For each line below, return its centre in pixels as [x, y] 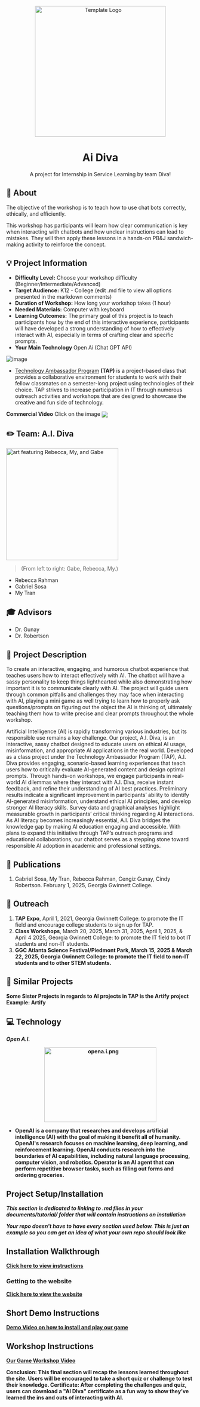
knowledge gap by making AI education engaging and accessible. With [93, 827]
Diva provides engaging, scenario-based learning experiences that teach [96, 763]
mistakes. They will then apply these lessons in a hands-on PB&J [86, 238]
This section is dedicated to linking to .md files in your [75, 1208]
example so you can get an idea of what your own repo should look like [96, 1233]
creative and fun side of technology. [59, 402]
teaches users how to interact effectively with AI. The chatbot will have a [96, 676]
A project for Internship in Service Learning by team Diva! [100, 174]
